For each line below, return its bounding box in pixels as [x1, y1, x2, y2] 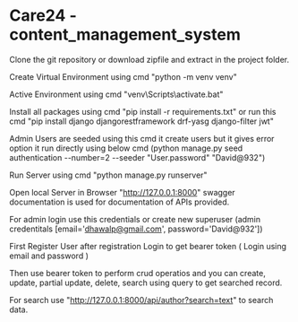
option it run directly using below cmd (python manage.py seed [9, 143, 243, 153]
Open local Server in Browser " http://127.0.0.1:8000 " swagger [9, 187, 235, 197]
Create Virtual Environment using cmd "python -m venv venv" [9, 71, 237, 82]
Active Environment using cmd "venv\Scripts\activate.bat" [9, 89, 224, 100]
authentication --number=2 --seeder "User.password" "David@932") [9, 152, 266, 162]
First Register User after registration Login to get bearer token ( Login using [9, 240, 287, 251]
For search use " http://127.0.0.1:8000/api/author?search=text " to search [9, 294, 274, 305]
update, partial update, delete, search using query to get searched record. [9, 277, 283, 288]
